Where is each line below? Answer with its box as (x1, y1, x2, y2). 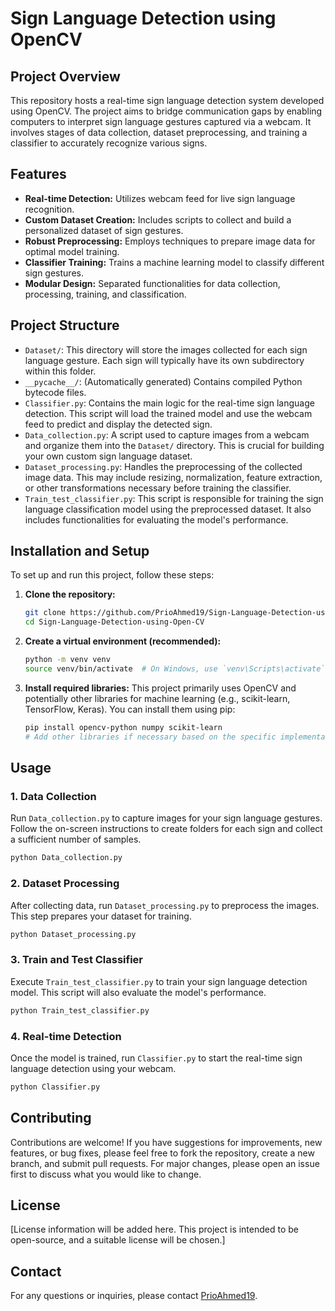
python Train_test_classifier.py (10, 1005, 150, 1016)
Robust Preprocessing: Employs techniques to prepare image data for (24, 235, 316, 247)
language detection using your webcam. (10, 1062, 177, 1074)
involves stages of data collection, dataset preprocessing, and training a (10, 127, 308, 138)
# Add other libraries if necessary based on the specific (24, 732, 277, 742)
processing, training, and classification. (24, 288, 187, 300)
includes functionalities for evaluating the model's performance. (24, 513, 289, 526)
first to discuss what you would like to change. (10, 1168, 202, 1180)
